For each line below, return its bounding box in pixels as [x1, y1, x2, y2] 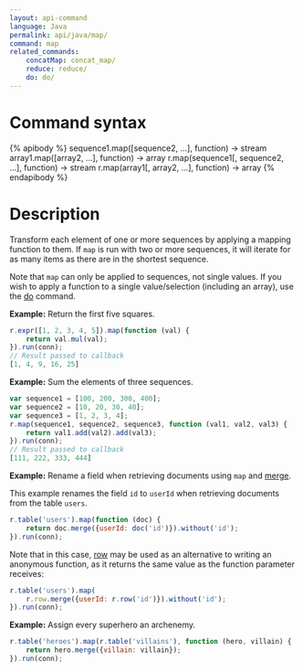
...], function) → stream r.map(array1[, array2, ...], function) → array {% [9, 162, 276, 173]
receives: [9, 568, 44, 579]
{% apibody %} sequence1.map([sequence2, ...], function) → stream [9, 143, 267, 154]
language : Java [9, 22, 68, 31]
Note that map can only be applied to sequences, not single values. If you [9, 271, 282, 282]
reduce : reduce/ [26, 65, 89, 74]
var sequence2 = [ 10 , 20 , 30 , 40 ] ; [9, 402, 145, 411]
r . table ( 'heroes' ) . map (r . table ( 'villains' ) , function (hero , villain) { [9, 637, 292, 646]
